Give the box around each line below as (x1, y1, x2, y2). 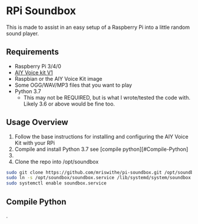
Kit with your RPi (14, 139, 55, 146)
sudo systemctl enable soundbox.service (6, 180, 107, 186)
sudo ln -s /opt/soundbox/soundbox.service (6, 175, 115, 181)
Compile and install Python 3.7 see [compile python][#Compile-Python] (14, 146, 189, 153)
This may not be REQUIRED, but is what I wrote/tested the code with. (23, 94, 190, 101)
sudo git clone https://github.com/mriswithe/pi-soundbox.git (6, 169, 162, 175)
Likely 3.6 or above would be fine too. (23, 100, 115, 107)
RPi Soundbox (6, 4, 77, 18)
